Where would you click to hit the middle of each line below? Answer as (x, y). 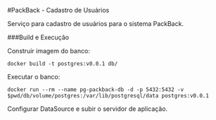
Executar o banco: (34, 77)
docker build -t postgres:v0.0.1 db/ (63, 64)
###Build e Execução (38, 37)
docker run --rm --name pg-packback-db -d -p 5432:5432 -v (96, 90)
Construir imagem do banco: (49, 51)
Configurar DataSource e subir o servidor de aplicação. (87, 109)
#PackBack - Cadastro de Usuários (58, 10)
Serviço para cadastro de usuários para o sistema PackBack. (96, 24)
